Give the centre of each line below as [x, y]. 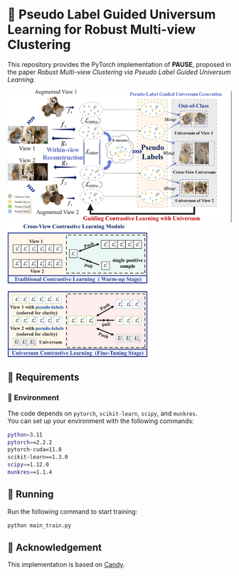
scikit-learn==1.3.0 [38, 457]
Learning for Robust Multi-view [101, 30]
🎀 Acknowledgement [54, 547]
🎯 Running [31, 495]
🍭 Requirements [43, 377]
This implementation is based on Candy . [66, 565]
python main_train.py [39, 526]
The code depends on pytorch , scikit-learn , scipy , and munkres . [102, 413]
